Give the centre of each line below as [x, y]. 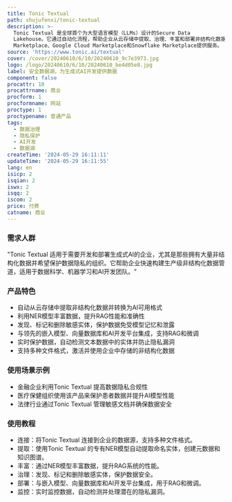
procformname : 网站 [34, 104]
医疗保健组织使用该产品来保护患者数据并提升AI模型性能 [96, 395]
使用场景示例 [29, 370]
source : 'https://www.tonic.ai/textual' [66, 52]
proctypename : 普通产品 [39, 116]
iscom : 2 [20, 200]
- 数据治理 [27, 129]
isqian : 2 [21, 180]
